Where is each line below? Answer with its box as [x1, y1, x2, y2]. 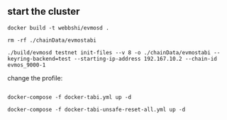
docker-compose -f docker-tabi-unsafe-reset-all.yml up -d [7, 106, 186, 113]
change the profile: [7, 73, 63, 82]
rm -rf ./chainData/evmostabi [7, 37, 97, 44]
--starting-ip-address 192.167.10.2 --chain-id [74, 55, 218, 62]
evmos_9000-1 [7, 61, 46, 68]
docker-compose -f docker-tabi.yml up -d [7, 93, 132, 101]
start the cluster [7, 6, 80, 18]
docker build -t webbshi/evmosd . [7, 24, 110, 31]
